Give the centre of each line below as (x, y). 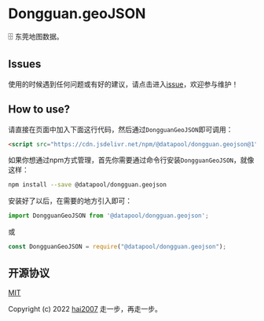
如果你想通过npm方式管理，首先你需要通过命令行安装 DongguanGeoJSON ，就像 (131, 160)
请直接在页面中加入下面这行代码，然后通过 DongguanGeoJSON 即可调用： (121, 129)
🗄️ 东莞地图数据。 (36, 36)
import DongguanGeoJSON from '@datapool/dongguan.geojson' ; (109, 216)
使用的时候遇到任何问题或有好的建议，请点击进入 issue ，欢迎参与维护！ (123, 84)
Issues (25, 64)
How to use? (39, 110)
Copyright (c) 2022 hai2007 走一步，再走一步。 (85, 308)
